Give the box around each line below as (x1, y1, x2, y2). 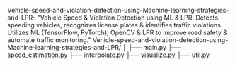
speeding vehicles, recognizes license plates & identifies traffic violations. (7, 21, 223, 29)
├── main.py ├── (128, 44, 182, 51)
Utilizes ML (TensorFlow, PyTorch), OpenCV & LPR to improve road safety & (7, 28, 228, 37)
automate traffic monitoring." (7, 36, 91, 44)
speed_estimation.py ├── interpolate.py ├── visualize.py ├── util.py (7, 51, 210, 59)
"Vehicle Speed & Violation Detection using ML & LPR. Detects (37, 13, 219, 22)
